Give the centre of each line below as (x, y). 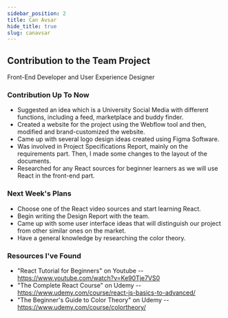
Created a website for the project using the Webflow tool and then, (112, 125)
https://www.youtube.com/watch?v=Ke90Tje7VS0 (89, 278)
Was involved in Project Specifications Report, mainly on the (102, 147)
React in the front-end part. (56, 176)
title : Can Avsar (32, 20)
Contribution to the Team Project (79, 60)
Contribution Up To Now (48, 95)
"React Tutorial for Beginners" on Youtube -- (80, 271)
